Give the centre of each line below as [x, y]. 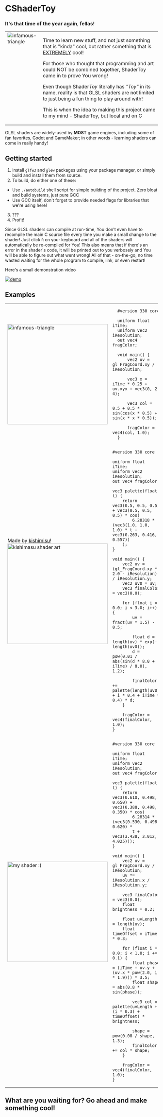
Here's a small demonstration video [41, 270]
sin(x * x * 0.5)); [135, 418]
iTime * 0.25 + [130, 384]
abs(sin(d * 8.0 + [134, 661]
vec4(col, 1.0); [131, 433]
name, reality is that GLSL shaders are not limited [98, 93]
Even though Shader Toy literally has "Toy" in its [97, 87]
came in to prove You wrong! [75, 76]
